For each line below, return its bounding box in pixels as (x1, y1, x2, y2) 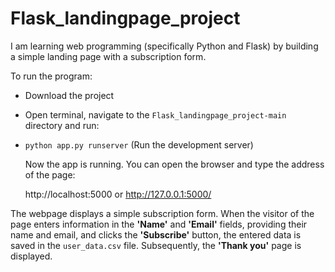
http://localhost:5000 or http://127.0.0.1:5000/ (24, 188, 212, 200)
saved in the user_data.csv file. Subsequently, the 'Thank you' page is (10, 239, 302, 251)
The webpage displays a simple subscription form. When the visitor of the (10, 207, 315, 219)
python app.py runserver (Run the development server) (24, 138, 254, 151)
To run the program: (10, 70, 93, 82)
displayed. (10, 250, 53, 262)
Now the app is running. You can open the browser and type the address (24, 158, 325, 170)
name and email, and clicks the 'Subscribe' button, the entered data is (10, 228, 302, 241)
